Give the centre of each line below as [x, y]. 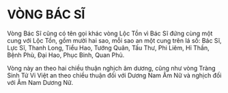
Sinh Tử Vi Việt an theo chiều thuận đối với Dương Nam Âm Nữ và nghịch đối [114, 75]
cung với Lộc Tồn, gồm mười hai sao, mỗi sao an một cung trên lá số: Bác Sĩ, [114, 40]
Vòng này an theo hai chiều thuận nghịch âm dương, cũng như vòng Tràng [112, 68]
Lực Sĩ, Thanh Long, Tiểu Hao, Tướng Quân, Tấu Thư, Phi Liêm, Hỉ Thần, [108, 48]
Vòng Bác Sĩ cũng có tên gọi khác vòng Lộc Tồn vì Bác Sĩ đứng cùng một [110, 33]
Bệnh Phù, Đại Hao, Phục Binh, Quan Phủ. [66, 55]
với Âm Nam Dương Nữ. [40, 82]
